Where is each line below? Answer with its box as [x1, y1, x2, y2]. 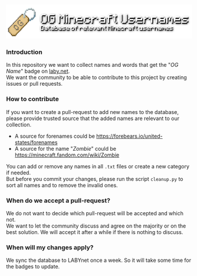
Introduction [6, 48, 42, 56]
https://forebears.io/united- [96, 132, 163, 139]
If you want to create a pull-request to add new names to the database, [6, 108, 179, 115]
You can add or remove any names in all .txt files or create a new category [6, 163, 190, 170]
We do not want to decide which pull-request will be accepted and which [6, 210, 184, 217]
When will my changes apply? [6, 243, 94, 251]
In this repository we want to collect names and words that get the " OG [6, 61, 179, 69]
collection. [6, 121, 32, 128]
